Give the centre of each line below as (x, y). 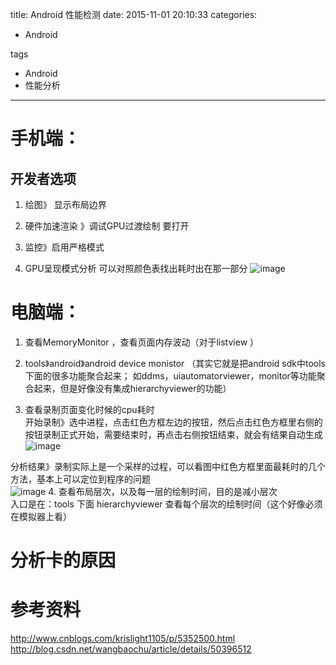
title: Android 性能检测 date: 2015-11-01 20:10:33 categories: (134, 14)
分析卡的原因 (63, 560)
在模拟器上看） (41, 516)
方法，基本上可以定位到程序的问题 (80, 479)
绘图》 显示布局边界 (65, 204)
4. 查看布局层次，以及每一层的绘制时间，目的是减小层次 (163, 491)
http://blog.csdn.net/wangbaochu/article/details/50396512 (131, 649)
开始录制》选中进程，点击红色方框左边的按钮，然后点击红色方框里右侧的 (173, 422)
